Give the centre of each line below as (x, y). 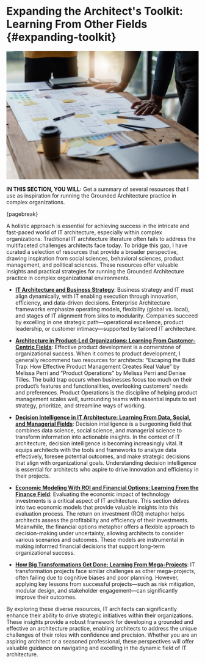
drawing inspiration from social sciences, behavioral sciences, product (95, 258)
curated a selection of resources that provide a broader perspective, (92, 251)
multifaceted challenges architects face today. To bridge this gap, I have (97, 245)
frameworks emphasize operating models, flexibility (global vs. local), (103, 309)
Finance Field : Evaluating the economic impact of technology (92, 494)
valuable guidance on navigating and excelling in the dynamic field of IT (96, 648)
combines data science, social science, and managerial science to (98, 430)
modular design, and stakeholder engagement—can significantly (96, 590)
